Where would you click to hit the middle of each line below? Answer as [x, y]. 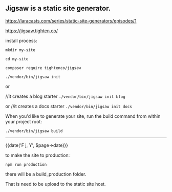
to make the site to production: [38, 155]
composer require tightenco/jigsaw [43, 68]
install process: [21, 40]
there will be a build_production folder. [46, 174]
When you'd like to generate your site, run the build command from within [83, 116]
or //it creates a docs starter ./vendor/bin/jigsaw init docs [69, 106]
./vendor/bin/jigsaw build [34, 131]
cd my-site [17, 59]
